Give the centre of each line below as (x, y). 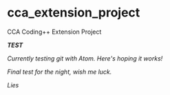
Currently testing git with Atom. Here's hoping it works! (85, 58)
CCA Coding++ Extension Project (54, 32)
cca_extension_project (74, 13)
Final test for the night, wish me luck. (60, 72)
